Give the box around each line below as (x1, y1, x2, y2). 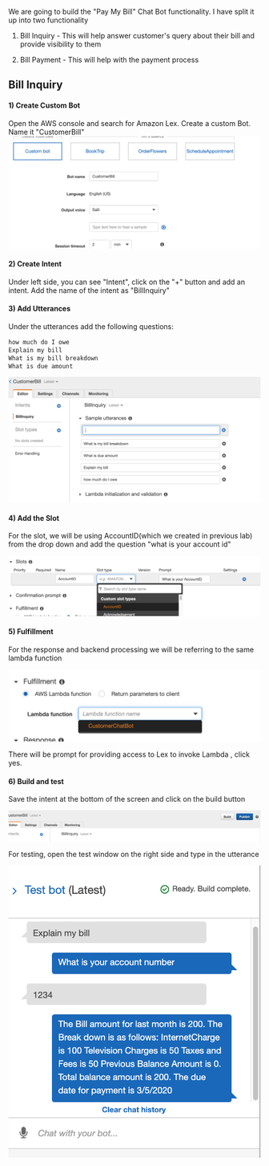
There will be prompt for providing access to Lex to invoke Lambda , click (8, 750, 251, 759)
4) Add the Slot (8, 513, 60, 522)
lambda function (8, 653, 62, 663)
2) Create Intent (8, 259, 62, 269)
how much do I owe (8, 338, 70, 346)
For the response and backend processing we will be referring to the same (8, 644, 255, 654)
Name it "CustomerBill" (8, 127, 85, 136)
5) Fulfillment (8, 627, 54, 636)
